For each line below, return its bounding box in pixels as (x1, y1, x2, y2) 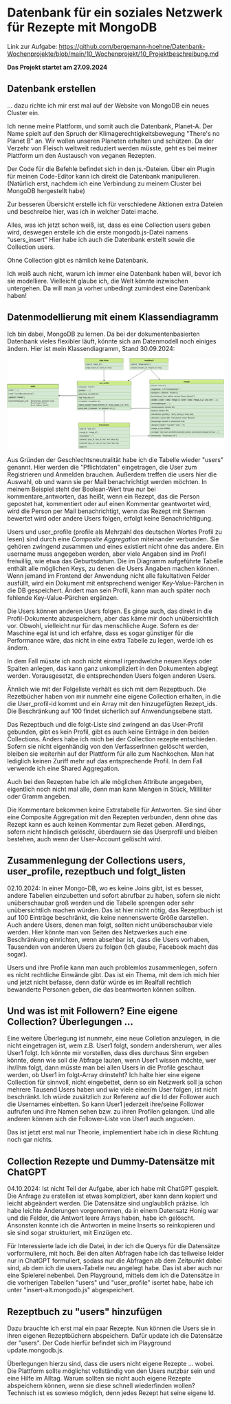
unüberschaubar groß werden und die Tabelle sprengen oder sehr (7, 899, 195, 907)
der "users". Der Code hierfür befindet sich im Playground (7, 1338, 172, 1347)
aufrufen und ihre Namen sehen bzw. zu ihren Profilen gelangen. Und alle (7, 1107, 215, 1116)
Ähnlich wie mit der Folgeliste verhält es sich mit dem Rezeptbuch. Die (7, 685, 206, 693)
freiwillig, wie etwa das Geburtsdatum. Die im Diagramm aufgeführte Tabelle (7, 556, 223, 565)
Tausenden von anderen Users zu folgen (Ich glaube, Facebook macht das (7, 943, 219, 951)
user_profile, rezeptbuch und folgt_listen (7, 865, 186, 877)
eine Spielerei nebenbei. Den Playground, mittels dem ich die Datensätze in (7, 1271, 220, 1280)
